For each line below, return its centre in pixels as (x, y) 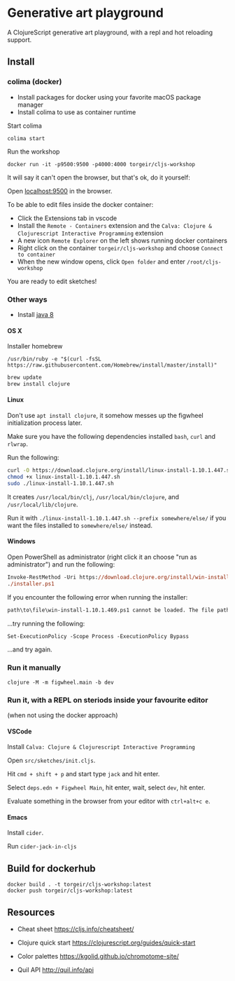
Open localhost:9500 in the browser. (60, 191)
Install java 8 (35, 314)
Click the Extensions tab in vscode (67, 218)
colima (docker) (35, 82)
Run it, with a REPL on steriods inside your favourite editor (108, 700)
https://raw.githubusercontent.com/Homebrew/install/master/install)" (112, 365)
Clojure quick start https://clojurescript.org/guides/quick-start (106, 943)
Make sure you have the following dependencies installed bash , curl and (111, 437)
